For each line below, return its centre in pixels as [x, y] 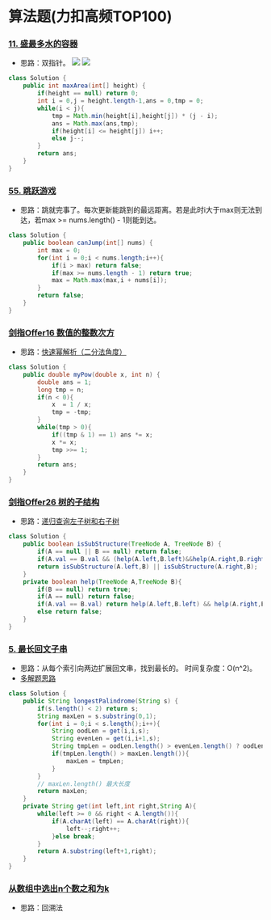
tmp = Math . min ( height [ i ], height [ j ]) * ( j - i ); [135, 116]
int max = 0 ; [59, 250]
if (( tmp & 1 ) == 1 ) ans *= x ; [102, 435]
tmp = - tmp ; [71, 412]
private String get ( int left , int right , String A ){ [110, 806]
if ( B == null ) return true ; [84, 589]
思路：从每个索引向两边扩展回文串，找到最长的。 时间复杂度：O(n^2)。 [138, 669]
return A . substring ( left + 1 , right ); [97, 851]
